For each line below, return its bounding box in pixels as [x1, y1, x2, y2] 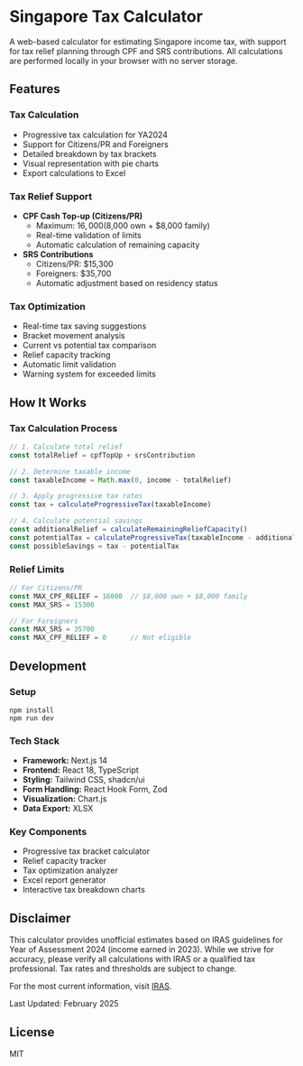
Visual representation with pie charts [22, 158, 160, 169]
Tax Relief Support [9, 190, 93, 202]
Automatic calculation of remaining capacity [35, 239, 200, 250]
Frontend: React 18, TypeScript [22, 765, 140, 775]
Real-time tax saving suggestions [22, 320, 147, 331]
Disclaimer [9, 910, 71, 926]
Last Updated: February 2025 [9, 998, 119, 1009]
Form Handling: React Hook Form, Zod [22, 783, 168, 795]
